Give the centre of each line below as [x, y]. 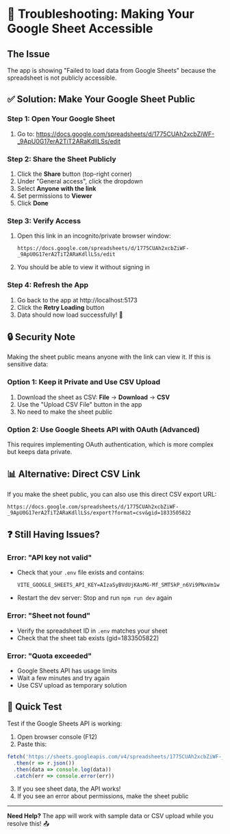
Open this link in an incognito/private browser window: [94, 236]
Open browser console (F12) [57, 736]
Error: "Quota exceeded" [50, 655]
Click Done [33, 203]
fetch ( [16, 756]
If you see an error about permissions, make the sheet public [103, 796]
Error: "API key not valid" [50, 558]
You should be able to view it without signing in [84, 267]
